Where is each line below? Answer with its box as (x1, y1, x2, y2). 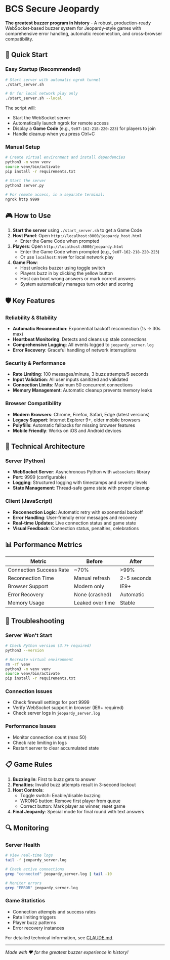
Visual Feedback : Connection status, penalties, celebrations (12, 525, 139, 531)
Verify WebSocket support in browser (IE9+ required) (12, 705, 124, 711)
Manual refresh (74, 575, 110, 582)
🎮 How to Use (5, 211, 51, 220)
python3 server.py (5, 183, 44, 188)
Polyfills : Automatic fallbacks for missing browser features (12, 422, 136, 428)
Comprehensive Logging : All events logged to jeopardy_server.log (12, 341, 154, 347)
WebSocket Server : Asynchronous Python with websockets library (12, 469, 150, 475)
